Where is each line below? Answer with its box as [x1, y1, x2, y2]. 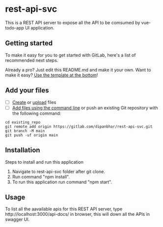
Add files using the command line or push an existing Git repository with [12, 104, 158, 111]
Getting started [5, 39, 53, 48]
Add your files [5, 86, 49, 95]
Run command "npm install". [12, 174, 70, 179]
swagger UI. [5, 217, 30, 223]
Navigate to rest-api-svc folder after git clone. [12, 168, 106, 175]
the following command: [12, 110, 61, 116]
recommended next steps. [5, 57, 58, 63]
